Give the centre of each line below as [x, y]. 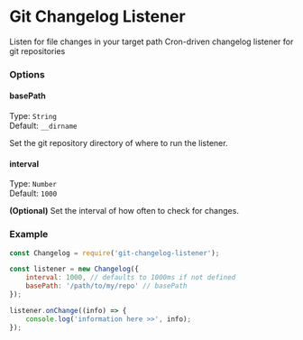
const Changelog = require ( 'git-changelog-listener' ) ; [115, 253]
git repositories [37, 51]
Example [29, 234]
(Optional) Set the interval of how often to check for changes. [124, 211]
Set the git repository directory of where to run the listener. [119, 143]
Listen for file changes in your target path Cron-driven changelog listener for [151, 41]
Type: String [33, 116]
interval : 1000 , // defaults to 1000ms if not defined [131, 278]
